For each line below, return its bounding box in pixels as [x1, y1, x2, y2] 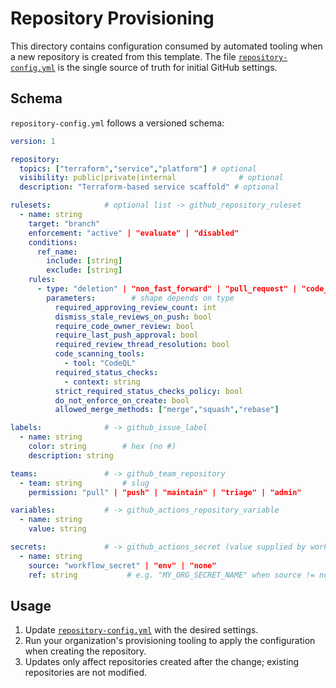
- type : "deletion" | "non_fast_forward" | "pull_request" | [36, 284, 298, 294]
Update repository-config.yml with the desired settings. [24, 624, 259, 636]
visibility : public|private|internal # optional [19, 173, 284, 183]
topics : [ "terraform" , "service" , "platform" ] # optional [19, 163, 257, 174]
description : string [28, 450, 114, 461]
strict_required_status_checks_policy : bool [54, 386, 244, 396]
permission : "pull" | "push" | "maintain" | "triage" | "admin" [28, 487, 302, 497]
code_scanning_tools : [54, 349, 145, 359]
